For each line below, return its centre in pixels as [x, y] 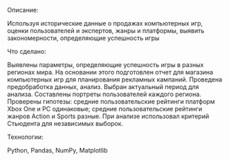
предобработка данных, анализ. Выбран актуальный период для [103, 87]
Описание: [23, 10]
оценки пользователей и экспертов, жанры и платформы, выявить [106, 31]
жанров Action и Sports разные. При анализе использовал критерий [108, 116]
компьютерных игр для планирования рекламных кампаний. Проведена [115, 79]
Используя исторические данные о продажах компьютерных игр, [105, 23]
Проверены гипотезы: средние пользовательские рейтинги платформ [111, 102]
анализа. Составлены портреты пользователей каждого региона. [104, 94]
